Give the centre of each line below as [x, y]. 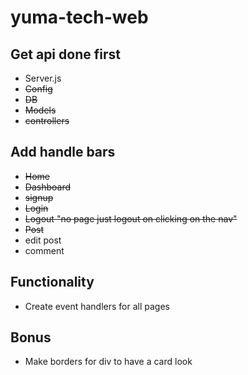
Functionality [52, 282]
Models [40, 110]
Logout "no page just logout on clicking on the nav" [131, 218]
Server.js [43, 78]
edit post [43, 240]
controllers [47, 120]
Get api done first [65, 54]
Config [38, 89]
